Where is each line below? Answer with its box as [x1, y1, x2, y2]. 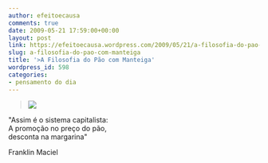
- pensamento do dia [8, 78, 77, 86]
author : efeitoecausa [8, 11, 81, 20]
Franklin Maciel [8, 147, 58, 157]
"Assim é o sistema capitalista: [8, 114, 108, 124]
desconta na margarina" [8, 132, 88, 142]
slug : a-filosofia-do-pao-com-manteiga [8, 49, 141, 56]
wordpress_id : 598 [8, 64, 69, 72]
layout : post [8, 33, 52, 42]
